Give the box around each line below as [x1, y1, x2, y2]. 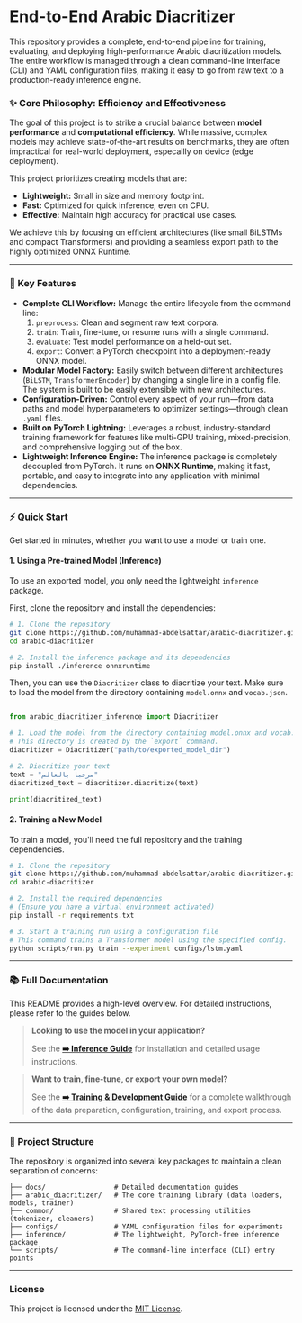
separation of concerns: [9, 1165, 99, 1176]
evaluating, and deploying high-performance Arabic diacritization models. [9, 45, 283, 56]
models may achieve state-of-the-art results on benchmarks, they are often [9, 137, 289, 148]
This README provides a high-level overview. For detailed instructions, [9, 998, 272, 1009]
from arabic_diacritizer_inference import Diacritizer [9, 712, 219, 721]
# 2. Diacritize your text [9, 761, 111, 771]
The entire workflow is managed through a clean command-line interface [9, 55, 280, 66]
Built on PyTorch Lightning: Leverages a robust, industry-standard [22, 421, 271, 433]
